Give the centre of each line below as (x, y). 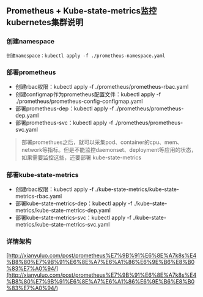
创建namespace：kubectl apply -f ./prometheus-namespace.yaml (86, 56)
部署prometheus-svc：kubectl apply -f (64, 122)
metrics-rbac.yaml (39, 196)
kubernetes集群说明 (45, 22)
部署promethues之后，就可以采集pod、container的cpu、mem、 (102, 142)
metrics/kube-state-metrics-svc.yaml (62, 225)
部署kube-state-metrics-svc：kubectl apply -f (73, 218)
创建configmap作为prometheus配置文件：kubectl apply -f (88, 94)
